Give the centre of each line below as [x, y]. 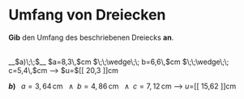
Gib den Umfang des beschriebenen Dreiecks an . [91, 37]
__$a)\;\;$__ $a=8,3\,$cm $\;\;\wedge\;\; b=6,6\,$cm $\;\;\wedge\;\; [119, 62]
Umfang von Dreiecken [87, 15]
